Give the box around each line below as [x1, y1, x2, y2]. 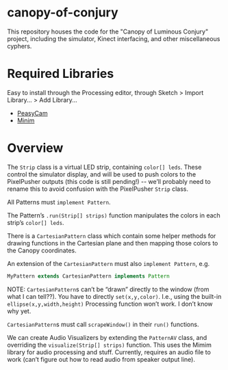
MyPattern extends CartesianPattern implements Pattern [7, 272, 170, 280]
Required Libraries [7, 66, 114, 81]
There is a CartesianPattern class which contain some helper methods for [7, 231, 216, 240]
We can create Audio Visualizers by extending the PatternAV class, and [7, 333, 207, 341]
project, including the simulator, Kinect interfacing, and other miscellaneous [7, 34, 220, 42]
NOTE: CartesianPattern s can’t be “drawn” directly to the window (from [7, 285, 210, 293]
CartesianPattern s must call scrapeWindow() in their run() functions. [7, 320, 199, 328]
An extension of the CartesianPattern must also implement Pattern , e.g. [7, 259, 210, 267]
